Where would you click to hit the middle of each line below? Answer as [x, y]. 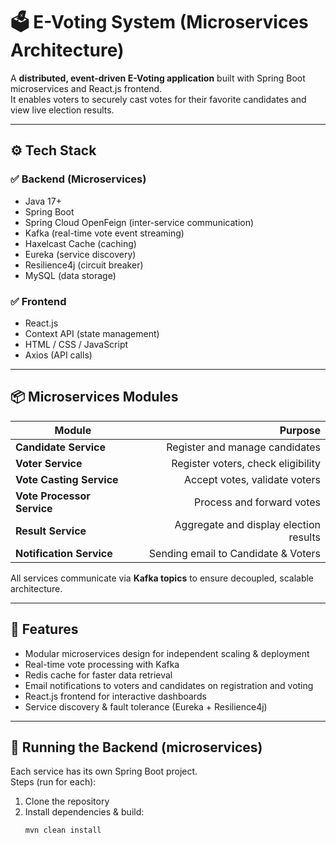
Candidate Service [61, 447]
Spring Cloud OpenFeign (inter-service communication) [139, 222]
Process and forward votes [257, 502]
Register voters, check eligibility [246, 463]
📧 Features [44, 629]
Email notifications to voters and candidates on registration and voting [169, 685]
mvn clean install [63, 830]
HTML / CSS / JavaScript [76, 344]
